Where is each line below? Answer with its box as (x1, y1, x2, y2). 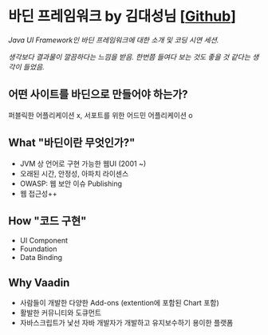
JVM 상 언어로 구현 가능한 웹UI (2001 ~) (19, 159, 147, 168)
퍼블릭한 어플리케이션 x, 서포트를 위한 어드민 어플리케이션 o (8, 110, 193, 120)
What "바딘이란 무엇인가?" (8, 136, 136, 150)
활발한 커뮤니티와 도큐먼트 (19, 308, 102, 317)
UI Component (19, 236, 69, 246)
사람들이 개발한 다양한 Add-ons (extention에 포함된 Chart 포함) (19, 298, 219, 308)
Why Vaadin (8, 276, 70, 290)
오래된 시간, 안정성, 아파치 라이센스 (19, 168, 129, 178)
